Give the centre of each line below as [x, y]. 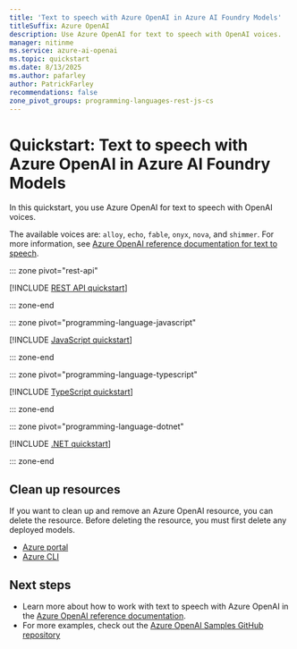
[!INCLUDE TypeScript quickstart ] [72, 392]
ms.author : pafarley [48, 76]
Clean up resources [65, 489]
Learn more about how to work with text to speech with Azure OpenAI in [155, 606]
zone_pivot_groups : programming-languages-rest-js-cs [112, 101]
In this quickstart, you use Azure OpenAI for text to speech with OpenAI [141, 207]
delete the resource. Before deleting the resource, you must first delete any [148, 520]
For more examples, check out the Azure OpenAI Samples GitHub [143, 625]
